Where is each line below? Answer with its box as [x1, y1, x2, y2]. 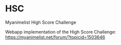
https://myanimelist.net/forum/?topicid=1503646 [5, 34, 105, 40]
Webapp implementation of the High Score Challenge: [5, 29, 116, 35]
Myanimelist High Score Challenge [5, 19, 76, 25]
